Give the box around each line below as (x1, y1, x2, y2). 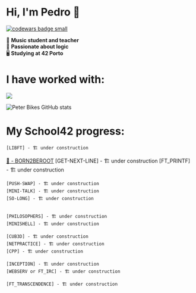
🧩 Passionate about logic (6, 43, 69, 50)
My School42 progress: (6, 124, 125, 138)
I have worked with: (6, 73, 105, 86)
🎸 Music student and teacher (6, 36, 79, 43)
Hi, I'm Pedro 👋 (6, 5, 80, 19)
